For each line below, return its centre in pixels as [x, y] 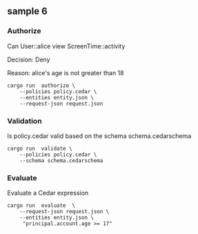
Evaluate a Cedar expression [48, 193]
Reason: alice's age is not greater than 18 [66, 72]
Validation [25, 121]
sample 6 [28, 11]
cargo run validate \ [40, 148]
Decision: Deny [29, 59]
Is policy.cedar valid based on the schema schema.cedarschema [99, 136]
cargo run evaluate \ [41, 206]
